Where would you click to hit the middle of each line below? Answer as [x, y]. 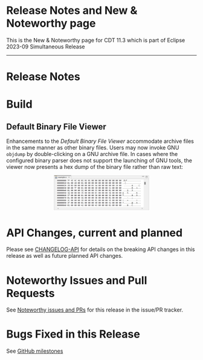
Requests [31, 293]
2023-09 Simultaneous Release [46, 47]
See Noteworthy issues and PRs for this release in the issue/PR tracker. [95, 310]
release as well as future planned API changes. [65, 256]
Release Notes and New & [72, 11]
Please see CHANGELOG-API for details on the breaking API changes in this [101, 249]
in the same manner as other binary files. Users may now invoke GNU [93, 148]
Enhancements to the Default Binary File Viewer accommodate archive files [100, 141]
